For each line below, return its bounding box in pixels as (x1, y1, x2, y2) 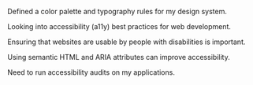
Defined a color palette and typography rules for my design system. (7, 7, 228, 16)
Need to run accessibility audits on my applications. (7, 68, 175, 77)
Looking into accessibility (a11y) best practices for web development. (7, 22, 232, 31)
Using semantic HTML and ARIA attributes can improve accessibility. (7, 53, 230, 61)
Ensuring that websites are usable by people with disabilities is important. (7, 37, 246, 46)
